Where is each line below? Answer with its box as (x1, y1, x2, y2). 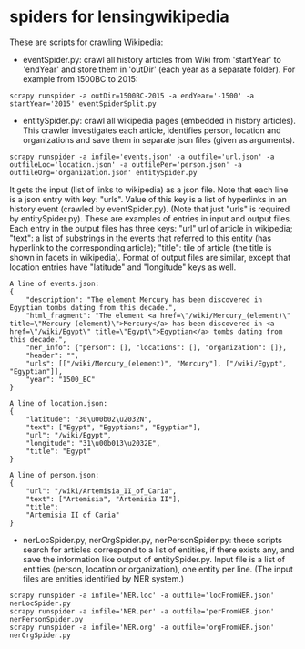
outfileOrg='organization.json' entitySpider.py (9, 168, 198, 177)
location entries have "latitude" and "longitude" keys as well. (9, 262, 237, 273)
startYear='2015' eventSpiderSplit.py (9, 98, 157, 108)
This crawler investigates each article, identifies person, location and (22, 125, 281, 136)
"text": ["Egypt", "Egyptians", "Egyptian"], (25, 422, 202, 432)
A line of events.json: (9, 279, 100, 288)
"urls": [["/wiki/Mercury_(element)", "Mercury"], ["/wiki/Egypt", (25, 358, 287, 368)
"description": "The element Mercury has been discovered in (25, 294, 262, 304)
